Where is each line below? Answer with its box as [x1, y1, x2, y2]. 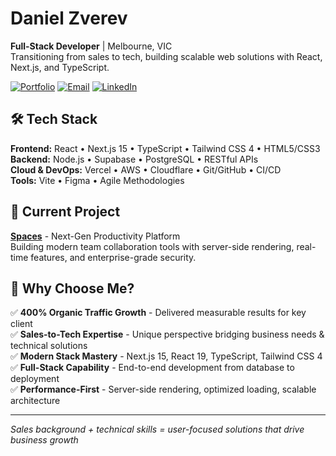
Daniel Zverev [10, 7, 128, 30]
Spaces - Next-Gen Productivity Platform [10, 230, 181, 242]
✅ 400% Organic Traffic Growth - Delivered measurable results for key [10, 307, 307, 319]
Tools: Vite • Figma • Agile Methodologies [10, 174, 185, 186]
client [10, 318, 33, 330]
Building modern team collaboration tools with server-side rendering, [10, 240, 295, 252]
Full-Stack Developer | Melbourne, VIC [10, 40, 173, 52]
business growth [10, 434, 79, 446]
